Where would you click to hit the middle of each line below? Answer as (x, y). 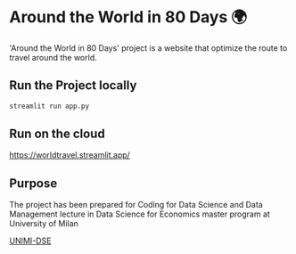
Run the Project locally (73, 86)
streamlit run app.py (49, 106)
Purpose (33, 183)
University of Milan (44, 224)
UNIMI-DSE (30, 241)
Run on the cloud (57, 134)
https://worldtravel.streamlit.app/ (70, 155)
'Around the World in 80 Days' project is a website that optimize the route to (148, 48)
